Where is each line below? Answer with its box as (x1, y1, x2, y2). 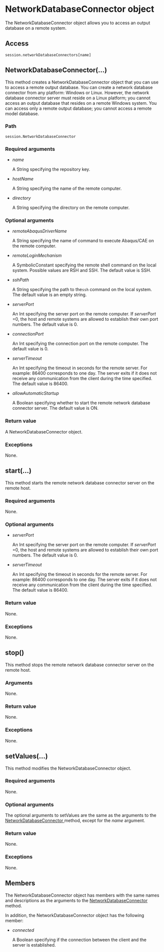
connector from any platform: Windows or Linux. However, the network (5, 89, 149, 95)
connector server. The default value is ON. (12, 405, 98, 411)
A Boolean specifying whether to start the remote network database (12, 400, 151, 406)
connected (12, 927, 34, 933)
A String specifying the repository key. (12, 167, 90, 173)
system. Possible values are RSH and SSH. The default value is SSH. (12, 267, 151, 273)
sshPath (12, 277, 30, 283)
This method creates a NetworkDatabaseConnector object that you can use (5, 79, 159, 85)
